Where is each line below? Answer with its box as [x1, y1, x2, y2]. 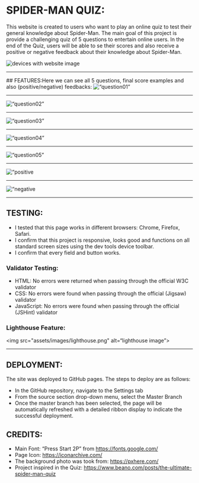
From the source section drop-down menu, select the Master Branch [14, 394, 182, 401]
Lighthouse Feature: [6, 324, 66, 332]
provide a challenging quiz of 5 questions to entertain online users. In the [6, 36, 185, 43]
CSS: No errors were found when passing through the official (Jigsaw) [14, 290, 187, 297]
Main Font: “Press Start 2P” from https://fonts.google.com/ [14, 445, 158, 452]
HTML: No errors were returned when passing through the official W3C [14, 277, 189, 284]
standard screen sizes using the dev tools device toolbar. [14, 242, 155, 250]
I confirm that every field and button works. [14, 249, 121, 256]
